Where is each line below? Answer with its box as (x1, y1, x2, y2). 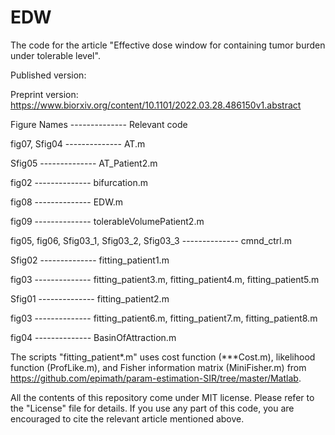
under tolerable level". (10, 49, 101, 61)
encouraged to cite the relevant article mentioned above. (10, 412, 245, 425)
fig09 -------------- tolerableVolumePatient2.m (10, 215, 205, 227)
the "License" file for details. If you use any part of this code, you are (10, 402, 295, 414)
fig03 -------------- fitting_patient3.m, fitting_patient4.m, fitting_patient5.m (10, 273, 320, 285)
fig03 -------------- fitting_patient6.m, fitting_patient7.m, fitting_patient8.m (10, 312, 318, 324)
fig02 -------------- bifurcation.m (10, 176, 148, 188)
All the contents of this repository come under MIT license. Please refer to (10, 391, 315, 403)
